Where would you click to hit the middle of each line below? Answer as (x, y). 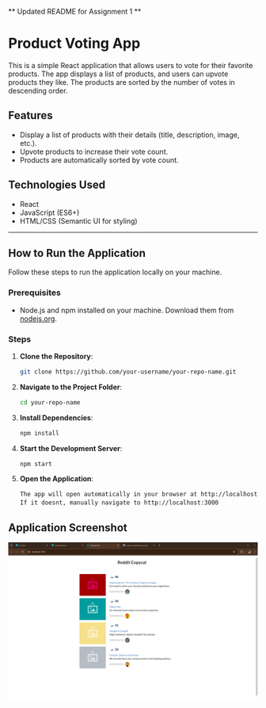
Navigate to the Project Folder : (71, 387)
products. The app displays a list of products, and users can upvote (118, 74)
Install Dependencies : (56, 417)
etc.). (28, 143)
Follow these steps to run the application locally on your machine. (115, 272)
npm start (36, 464)
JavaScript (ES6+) (49, 212)
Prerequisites (34, 293)
